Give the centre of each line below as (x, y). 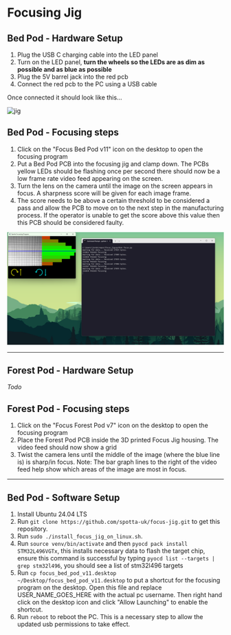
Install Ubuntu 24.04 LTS (52, 514)
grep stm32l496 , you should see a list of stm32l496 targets (100, 566)
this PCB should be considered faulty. (70, 222)
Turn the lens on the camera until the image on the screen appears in (115, 186)
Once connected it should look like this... (65, 97)
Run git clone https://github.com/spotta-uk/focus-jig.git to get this (119, 522)
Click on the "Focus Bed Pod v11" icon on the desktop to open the (110, 149)
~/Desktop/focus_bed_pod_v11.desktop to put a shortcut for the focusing (119, 580)
